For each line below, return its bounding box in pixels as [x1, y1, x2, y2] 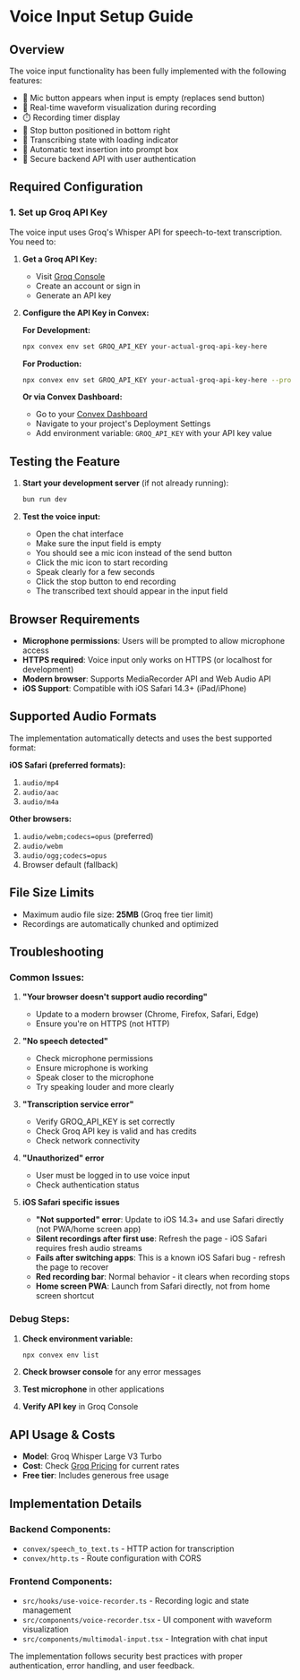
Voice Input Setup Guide [9, 6, 194, 27]
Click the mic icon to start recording [35, 557, 168, 568]
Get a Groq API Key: [21, 253, 98, 264]
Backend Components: [9, 1522, 112, 1535]
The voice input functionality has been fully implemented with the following [9, 65, 287, 76]
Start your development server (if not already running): [21, 477, 229, 489]
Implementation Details [9, 1496, 142, 1511]
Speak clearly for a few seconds [35, 567, 155, 578]
